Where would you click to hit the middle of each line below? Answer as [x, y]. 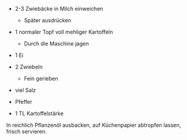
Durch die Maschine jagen [56, 44]
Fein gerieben [41, 78]
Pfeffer [23, 102]
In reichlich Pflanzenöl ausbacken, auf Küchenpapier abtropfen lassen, [94, 125]
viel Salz [25, 90]
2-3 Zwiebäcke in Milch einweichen [59, 9]
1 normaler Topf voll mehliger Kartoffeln [64, 32]
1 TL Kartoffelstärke [39, 113]
